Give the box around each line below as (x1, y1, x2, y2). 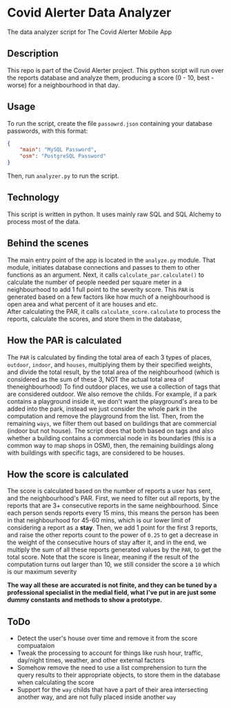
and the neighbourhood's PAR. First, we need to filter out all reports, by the (7, 494, 221, 503)
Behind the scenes (7, 237, 89, 250)
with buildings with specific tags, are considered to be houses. (7, 448, 185, 457)
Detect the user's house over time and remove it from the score (17, 634, 198, 642)
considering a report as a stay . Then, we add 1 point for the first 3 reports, (7, 523, 218, 532)
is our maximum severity (7, 568, 77, 576)
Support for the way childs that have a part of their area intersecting (17, 686, 208, 694)
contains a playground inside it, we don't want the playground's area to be (7, 397, 219, 405)
